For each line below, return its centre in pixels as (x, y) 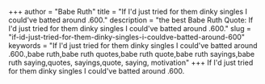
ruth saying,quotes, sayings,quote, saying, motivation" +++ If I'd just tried (131, 62)
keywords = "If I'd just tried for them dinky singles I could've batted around (133, 46)
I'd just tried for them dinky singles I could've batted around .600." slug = (130, 28)
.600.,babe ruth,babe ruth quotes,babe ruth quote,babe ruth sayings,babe (132, 54)
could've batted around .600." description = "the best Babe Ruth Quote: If (131, 20)
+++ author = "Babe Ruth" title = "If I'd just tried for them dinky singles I (128, 12)
